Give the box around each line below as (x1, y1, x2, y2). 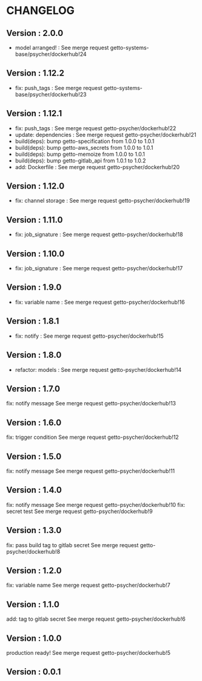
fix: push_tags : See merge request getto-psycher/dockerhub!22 (15, 124, 177, 131)
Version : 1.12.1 (6, 108, 62, 119)
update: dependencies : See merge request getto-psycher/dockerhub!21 (15, 131, 197, 138)
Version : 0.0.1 (6, 667, 61, 677)
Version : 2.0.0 (6, 28, 64, 38)
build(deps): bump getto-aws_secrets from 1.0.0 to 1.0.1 (15, 144, 153, 151)
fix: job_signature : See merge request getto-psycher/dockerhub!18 (15, 231, 183, 238)
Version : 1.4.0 (6, 485, 62, 495)
